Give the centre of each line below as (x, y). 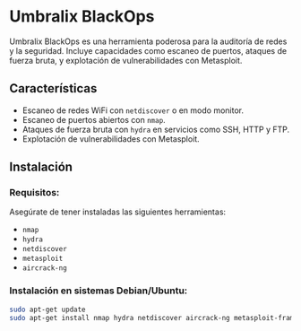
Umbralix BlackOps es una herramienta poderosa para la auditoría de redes (148, 41)
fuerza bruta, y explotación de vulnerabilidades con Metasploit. (126, 60)
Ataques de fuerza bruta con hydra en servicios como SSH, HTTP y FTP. (156, 129)
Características (53, 88)
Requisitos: (34, 193)
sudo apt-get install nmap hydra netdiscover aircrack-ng (120, 318)
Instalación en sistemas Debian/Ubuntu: (99, 291)
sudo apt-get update (48, 309)
